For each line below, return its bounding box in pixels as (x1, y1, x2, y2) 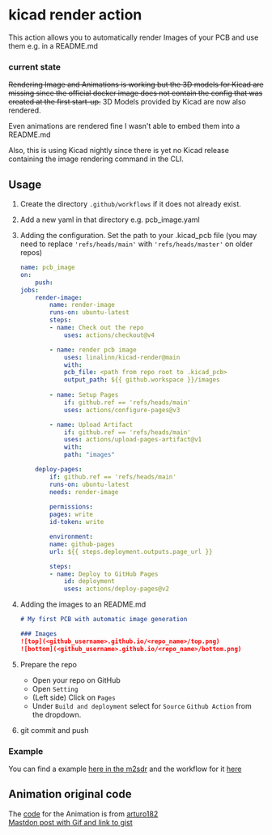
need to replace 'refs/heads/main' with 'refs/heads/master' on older (19, 239, 253, 249)
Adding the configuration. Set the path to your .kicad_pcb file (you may (19, 231, 257, 241)
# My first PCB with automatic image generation (19, 616, 188, 624)
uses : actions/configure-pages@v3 (63, 406, 181, 414)
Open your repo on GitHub (32, 675, 121, 685)
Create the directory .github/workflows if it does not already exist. (19, 199, 241, 209)
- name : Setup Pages (49, 391, 119, 399)
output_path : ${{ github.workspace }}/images (63, 376, 220, 384)
